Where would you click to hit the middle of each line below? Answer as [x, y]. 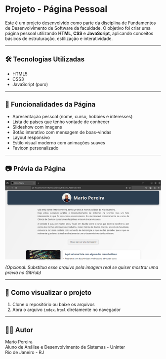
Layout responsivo [31, 137]
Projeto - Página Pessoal [56, 9]
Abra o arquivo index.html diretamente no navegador [66, 310]
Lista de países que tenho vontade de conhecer [61, 122]
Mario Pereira [19, 342]
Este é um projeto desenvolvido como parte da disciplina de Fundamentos [81, 23]
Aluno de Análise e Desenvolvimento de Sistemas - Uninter [65, 347]
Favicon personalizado [35, 148]
